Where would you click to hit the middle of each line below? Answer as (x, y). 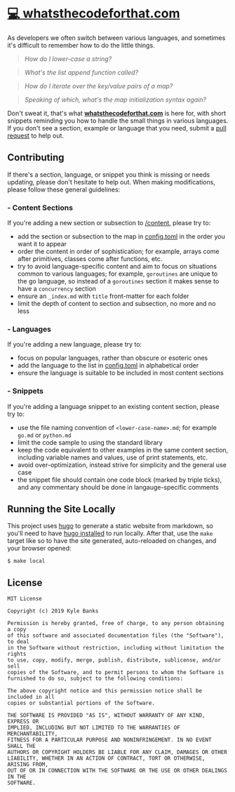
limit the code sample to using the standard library (90, 442)
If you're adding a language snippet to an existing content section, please (113, 406)
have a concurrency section (57, 289)
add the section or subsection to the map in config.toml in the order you (121, 236)
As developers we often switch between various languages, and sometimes (116, 38)
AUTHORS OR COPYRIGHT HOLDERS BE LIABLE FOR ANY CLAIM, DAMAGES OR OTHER (117, 752)
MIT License (25, 599)
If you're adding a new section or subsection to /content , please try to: (109, 223)
